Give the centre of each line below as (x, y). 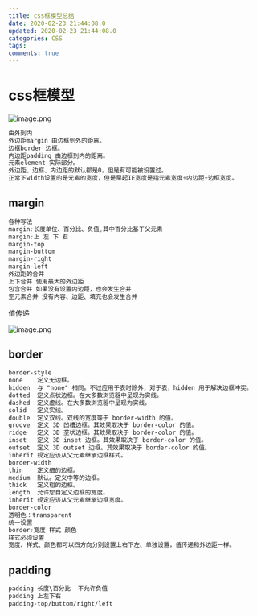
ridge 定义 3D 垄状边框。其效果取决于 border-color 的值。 (103, 433)
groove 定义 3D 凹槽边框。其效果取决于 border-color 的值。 (103, 425)
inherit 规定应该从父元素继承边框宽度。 (67, 500)
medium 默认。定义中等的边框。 (56, 478)
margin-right (30, 259)
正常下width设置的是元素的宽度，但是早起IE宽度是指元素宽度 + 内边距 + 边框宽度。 (123, 178)
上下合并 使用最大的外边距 (46, 281)
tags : (17, 46)
